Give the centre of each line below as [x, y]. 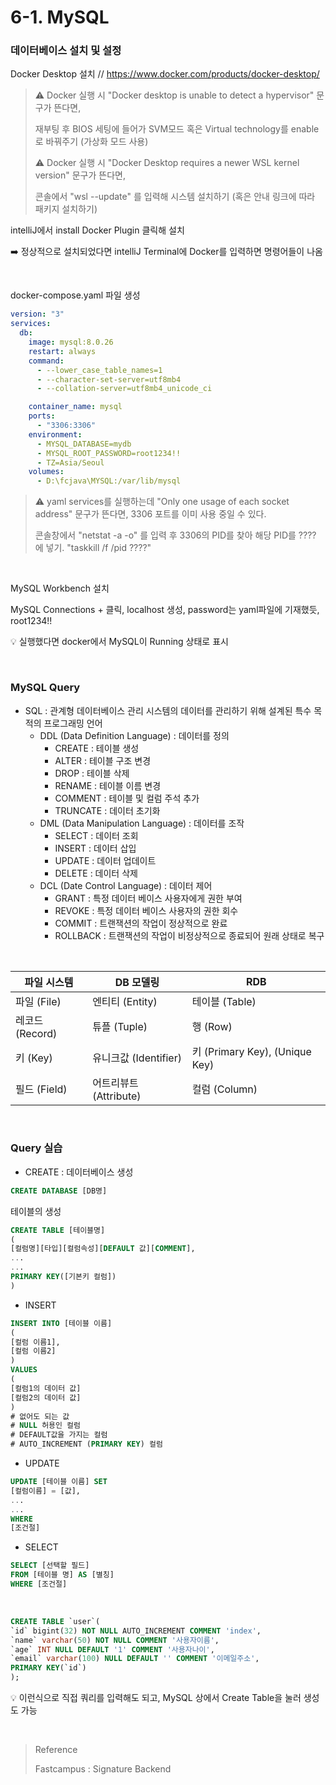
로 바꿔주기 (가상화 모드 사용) [91, 142]
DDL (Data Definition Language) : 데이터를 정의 [134, 735]
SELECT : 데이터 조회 [96, 835]
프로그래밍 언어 [73, 723]
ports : [42, 416]
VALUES [24, 1370]
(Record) [36, 1033]
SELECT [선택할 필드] [50, 1566]
